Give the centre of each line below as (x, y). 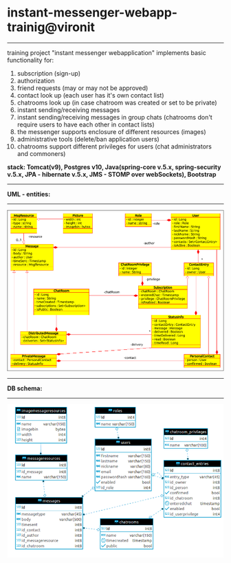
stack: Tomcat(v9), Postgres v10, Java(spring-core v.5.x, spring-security (114, 167)
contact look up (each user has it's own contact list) (90, 95)
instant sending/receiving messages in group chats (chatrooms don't (115, 117)
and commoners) (41, 153)
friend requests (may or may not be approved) (82, 88)
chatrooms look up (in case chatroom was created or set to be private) (117, 102)
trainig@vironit (51, 27)
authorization (36, 80)
